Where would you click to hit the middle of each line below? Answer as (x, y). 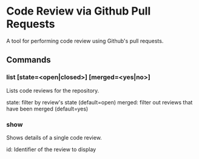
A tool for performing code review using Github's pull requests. (85, 41)
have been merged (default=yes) (47, 109)
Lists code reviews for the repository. (53, 90)
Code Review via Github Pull (79, 11)
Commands (29, 60)
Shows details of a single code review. (54, 137)
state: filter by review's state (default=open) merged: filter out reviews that (99, 102)
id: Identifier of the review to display (51, 149)
